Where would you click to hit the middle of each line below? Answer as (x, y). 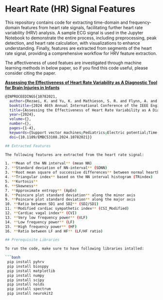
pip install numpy (26, 275)
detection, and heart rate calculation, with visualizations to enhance (73, 43)
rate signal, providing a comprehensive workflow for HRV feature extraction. (81, 53)
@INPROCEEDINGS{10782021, (31, 96)
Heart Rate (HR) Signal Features (70, 9)
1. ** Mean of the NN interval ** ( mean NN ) (49, 164)
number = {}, (20, 124)
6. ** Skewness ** (21, 186)
